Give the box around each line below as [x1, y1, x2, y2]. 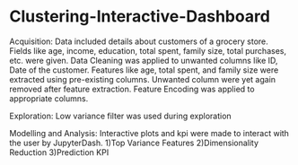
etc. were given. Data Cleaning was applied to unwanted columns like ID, [9, 55, 278, 65]
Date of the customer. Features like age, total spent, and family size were [9, 65, 279, 75]
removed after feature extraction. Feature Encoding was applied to [9, 83, 255, 94]
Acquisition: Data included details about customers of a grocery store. [9, 36, 269, 47]
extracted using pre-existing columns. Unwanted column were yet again [9, 74, 276, 84]
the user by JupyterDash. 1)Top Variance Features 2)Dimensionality [9, 137, 259, 148]
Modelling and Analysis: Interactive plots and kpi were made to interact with [9, 127, 290, 138]
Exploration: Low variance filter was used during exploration [9, 110, 232, 121]
